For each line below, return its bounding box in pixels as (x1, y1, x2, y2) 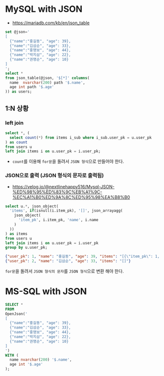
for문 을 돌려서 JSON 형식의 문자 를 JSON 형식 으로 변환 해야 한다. (5, 268, 124, 274)
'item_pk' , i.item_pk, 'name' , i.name (18, 218, 99, 223)
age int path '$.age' (9, 85, 55, 90)
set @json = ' (5, 29, 30, 34)
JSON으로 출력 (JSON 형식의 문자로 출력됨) (5, 172, 104, 179)
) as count (5, 140, 28, 144)
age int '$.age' (9, 362, 43, 367)
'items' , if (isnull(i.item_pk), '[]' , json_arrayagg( (9, 208, 123, 213)
